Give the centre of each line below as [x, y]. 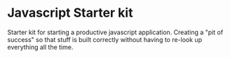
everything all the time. [40, 47]
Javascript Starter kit [70, 13]
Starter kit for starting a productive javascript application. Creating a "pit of [115, 32]
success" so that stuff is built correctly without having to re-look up [104, 39]
